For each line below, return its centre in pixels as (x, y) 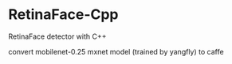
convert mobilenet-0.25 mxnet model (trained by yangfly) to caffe (116, 51)
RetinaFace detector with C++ (57, 36)
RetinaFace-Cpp (63, 15)
